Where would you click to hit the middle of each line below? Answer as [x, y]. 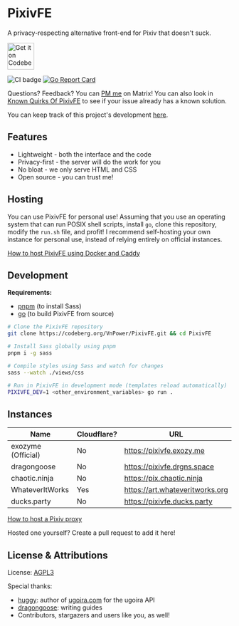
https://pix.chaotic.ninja [163, 479]
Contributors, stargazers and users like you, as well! [94, 615]
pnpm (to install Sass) [49, 306]
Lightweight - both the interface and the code [84, 154]
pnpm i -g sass [30, 353]
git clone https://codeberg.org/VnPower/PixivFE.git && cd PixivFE [110, 334]
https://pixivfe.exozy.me [164, 451]
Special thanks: [30, 586]
